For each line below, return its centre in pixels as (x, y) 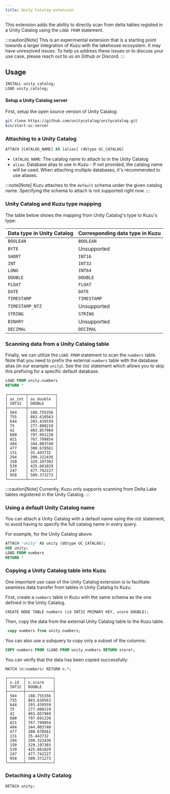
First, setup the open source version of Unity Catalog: (62, 112)
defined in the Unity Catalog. (35, 603)
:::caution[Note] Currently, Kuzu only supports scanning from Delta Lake (81, 489)
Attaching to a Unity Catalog (41, 139)
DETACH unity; (20, 786)
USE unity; (17, 548)
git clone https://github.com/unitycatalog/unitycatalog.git (72, 121)
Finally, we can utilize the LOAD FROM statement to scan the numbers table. (81, 355)
